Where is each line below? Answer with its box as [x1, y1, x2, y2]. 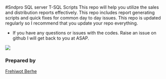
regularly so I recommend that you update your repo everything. [5, 20, 138, 26]
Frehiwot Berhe [5, 68, 37, 74]
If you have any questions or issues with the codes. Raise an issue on [12, 30, 157, 35]
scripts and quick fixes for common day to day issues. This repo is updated [5, 15, 161, 20]
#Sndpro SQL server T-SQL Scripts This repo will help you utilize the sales [5, 4, 159, 10]
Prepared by [5, 57, 36, 64]
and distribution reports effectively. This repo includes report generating [5, 9, 155, 15]
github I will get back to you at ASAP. [12, 35, 90, 41]
